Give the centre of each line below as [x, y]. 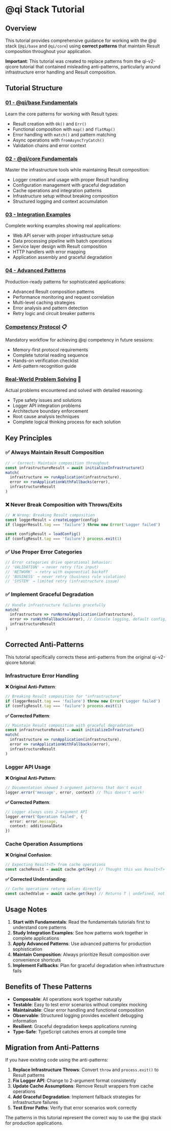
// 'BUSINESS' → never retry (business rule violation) [66, 576]
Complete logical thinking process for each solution [67, 422]
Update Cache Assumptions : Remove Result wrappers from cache [83, 1086]
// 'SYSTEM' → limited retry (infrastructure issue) [62, 581]
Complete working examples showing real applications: [63, 226]
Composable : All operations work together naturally [67, 999]
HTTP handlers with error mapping [49, 252]
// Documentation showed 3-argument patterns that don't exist [74, 788]
